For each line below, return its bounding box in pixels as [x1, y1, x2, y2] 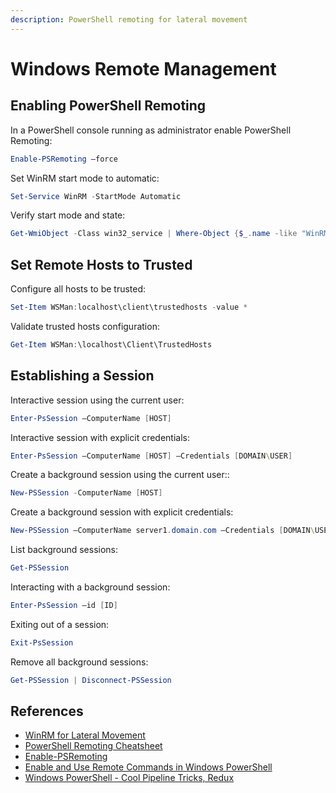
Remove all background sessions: [10, 656, 149, 668]
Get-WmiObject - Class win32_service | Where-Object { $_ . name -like [10, 229, 298, 239]
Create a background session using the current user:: [10, 469, 230, 481]
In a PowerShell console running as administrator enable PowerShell [10, 124, 292, 136]
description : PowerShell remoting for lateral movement [10, 14, 248, 25]
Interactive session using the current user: [10, 394, 185, 406]
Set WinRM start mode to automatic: [10, 172, 160, 184]
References [10, 703, 84, 720]
